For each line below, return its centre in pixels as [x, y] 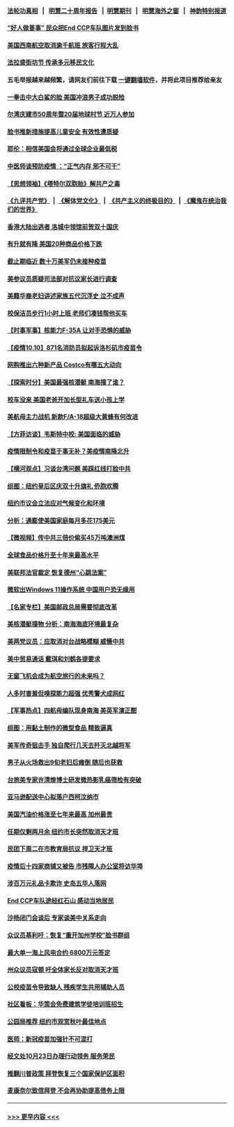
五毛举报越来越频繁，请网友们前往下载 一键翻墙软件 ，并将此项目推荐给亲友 [115, 80]
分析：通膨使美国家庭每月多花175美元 [61, 520]
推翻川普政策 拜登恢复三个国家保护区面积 [66, 1073]
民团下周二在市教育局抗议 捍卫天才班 [60, 849]
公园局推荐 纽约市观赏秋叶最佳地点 [57, 1022]
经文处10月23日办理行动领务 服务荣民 [61, 1056]
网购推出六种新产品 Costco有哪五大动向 [64, 365]
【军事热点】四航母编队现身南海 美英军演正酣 [72, 710]
